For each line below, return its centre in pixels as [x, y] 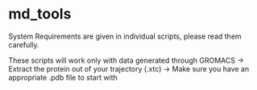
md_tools [40, 14]
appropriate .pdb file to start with [63, 77]
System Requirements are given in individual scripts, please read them [125, 36]
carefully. [24, 44]
